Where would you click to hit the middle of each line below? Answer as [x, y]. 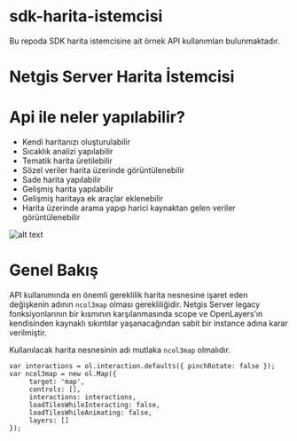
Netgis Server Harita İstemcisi [122, 77]
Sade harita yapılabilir [62, 180]
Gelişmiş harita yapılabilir [67, 189]
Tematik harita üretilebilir [67, 161]
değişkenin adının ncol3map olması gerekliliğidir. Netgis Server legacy [135, 304]
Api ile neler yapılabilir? [98, 118]
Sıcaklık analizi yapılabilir [67, 152]
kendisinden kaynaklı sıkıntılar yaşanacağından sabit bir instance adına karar [148, 323]
